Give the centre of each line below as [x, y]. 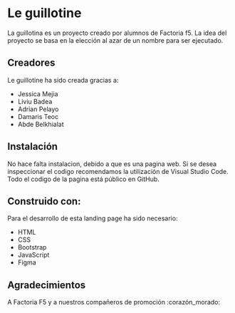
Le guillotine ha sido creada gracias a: [63, 80]
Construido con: [44, 201]
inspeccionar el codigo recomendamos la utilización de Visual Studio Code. [118, 171]
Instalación [33, 147]
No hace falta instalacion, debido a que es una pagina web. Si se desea [112, 164]
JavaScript [33, 255]
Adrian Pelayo [38, 109]
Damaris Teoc [38, 116]
